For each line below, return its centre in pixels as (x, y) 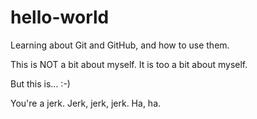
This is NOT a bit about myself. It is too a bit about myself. (129, 64)
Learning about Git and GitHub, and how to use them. (120, 45)
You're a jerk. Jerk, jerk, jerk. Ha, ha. (86, 103)
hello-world (60, 17)
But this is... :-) (40, 83)
